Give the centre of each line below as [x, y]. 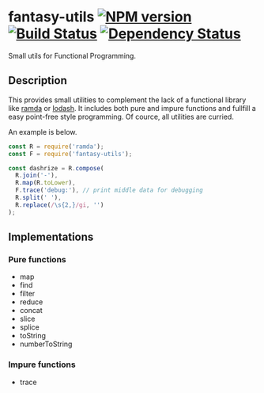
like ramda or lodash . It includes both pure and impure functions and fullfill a [132, 108]
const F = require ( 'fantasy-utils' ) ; [70, 154]
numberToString [46, 344]
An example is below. [43, 132]
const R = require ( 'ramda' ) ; [56, 147]
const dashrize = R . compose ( [56, 168]
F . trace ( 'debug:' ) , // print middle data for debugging [109, 190]
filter [27, 294]
